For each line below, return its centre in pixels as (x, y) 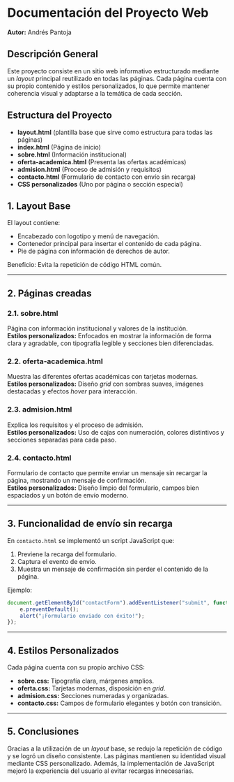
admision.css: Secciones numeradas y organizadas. (93, 696)
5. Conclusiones (43, 732)
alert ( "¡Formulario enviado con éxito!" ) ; (82, 616)
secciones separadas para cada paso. (62, 440)
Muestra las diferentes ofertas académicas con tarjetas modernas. (103, 377)
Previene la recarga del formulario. (67, 554)
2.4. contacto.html (39, 458)
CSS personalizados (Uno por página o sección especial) (100, 184)
